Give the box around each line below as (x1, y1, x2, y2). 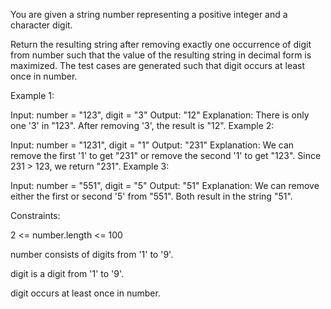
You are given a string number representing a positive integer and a (10, 9, 288, 20)
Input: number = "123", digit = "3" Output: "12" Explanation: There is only (10, 109, 310, 121)
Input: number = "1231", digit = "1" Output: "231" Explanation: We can (10, 139, 295, 151)
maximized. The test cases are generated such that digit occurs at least (10, 60, 306, 71)
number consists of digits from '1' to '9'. (10, 249, 174, 260)
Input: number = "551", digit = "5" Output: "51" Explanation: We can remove (10, 180, 320, 191)
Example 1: (10, 90, 55, 101)
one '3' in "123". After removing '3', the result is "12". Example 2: (10, 120, 275, 131)
